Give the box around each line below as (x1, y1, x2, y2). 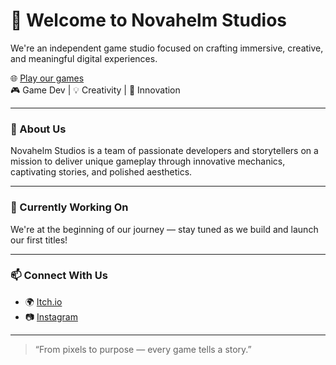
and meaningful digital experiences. (10, 52, 158, 64)
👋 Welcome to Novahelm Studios (10, 9, 287, 32)
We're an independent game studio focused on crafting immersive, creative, (10, 42, 324, 54)
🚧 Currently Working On (10, 200, 129, 214)
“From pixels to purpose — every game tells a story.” (34, 343, 252, 355)
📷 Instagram (24, 310, 78, 323)
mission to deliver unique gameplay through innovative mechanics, (10, 155, 286, 168)
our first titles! (10, 234, 68, 246)
